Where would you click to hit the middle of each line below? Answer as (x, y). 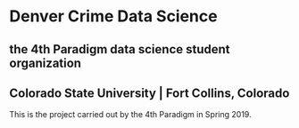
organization (46, 63)
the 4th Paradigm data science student (120, 49)
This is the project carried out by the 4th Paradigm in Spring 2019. (130, 115)
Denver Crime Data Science (113, 16)
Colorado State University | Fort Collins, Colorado (149, 93)
